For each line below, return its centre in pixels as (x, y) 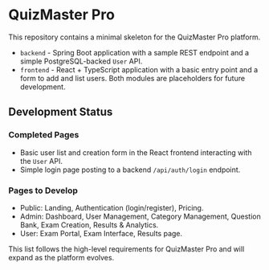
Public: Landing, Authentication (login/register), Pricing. (112, 207)
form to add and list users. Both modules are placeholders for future (132, 78)
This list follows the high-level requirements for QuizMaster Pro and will (126, 249)
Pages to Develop (43, 190)
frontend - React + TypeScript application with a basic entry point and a (139, 69)
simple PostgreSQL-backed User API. (81, 61)
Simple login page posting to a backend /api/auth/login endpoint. (130, 170)
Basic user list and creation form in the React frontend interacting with (136, 152)
